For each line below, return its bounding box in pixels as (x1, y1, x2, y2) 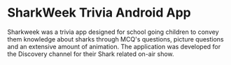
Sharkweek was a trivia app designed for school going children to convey (7, 28, 219, 36)
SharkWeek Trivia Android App (7, 5, 191, 21)
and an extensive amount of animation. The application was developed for (7, 42, 221, 50)
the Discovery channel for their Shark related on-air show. (7, 50, 174, 58)
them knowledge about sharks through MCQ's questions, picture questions (7, 35, 224, 43)
